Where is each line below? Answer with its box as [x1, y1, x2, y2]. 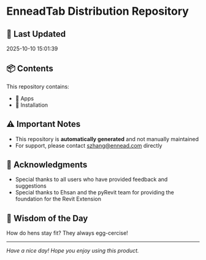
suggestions [15, 182, 47, 189]
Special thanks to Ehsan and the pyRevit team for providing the [15, 189, 175, 196]
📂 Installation [15, 101, 48, 109]
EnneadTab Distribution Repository [6, 4, 189, 18]
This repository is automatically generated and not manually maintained [15, 135, 199, 142]
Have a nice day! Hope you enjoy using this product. [6, 247, 139, 254]
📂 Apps [15, 94, 34, 102]
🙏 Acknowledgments [6, 159, 88, 170]
